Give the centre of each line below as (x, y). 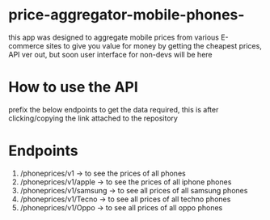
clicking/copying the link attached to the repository (93, 118)
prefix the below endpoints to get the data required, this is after (114, 109)
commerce (26, 45)
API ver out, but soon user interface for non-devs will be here (110, 54)
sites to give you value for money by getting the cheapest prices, (154, 45)
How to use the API (74, 87)
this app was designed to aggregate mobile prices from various (114, 37)
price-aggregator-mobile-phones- (127, 15)
